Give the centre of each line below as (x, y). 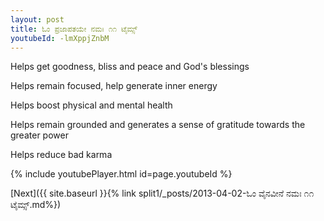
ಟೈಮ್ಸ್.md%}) (36, 205)
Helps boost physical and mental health (91, 105)
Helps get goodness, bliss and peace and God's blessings (130, 67)
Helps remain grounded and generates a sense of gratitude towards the (158, 125)
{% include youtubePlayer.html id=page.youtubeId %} (121, 174)
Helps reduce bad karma (61, 155)
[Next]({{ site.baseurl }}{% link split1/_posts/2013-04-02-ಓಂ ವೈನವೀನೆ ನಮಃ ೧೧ (162, 193)
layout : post (37, 19)
